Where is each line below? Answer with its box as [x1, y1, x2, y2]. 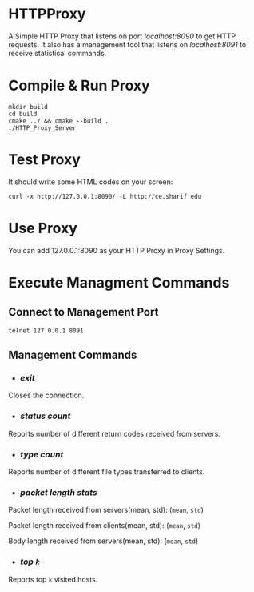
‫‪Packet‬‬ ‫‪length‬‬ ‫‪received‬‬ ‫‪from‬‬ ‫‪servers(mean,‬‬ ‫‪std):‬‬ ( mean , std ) [8, 505, 204, 515]
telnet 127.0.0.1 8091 [8, 326, 84, 335]
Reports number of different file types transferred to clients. [8, 467, 205, 477]
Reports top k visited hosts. [8, 574, 98, 584]
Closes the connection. [8, 390, 85, 401]
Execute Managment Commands [8, 273, 230, 292]
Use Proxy [8, 219, 78, 237]
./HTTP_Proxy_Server [8, 123, 77, 132]
